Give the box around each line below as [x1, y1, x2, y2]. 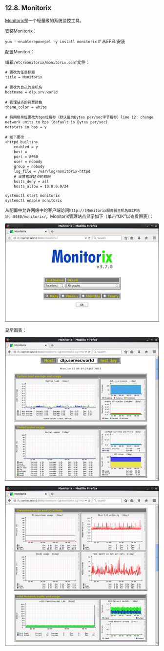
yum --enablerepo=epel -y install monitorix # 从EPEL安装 [5, 38, 125, 44]
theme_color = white [5, 105, 47, 110]
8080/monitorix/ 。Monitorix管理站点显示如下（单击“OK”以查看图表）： [13, 213, 154, 219]
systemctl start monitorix [5, 193, 60, 198]
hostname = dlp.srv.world [5, 90, 58, 94]
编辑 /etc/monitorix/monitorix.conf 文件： [5, 59, 90, 65]
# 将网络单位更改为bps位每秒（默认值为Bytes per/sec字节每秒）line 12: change [5, 115, 154, 119]
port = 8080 [14, 154, 38, 159]
